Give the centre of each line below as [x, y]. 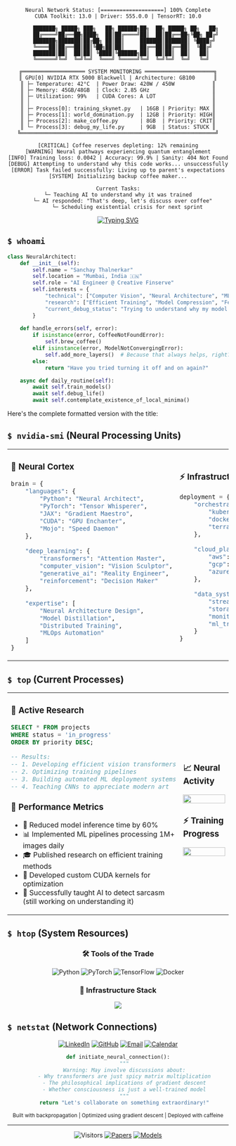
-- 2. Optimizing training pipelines [74, 772]
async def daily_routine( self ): [67, 381]
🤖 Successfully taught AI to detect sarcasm [94, 892]
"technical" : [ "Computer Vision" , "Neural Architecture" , [131, 296]
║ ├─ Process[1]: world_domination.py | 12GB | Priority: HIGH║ [118, 115]
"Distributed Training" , [81, 625]
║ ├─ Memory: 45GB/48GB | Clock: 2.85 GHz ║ [118, 90]
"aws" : [219, 556]
